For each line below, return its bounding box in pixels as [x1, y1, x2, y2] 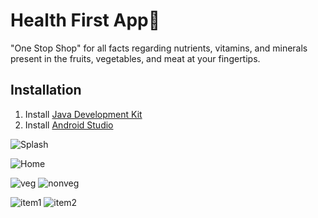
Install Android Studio [24, 119, 114, 131]
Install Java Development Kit [24, 108, 143, 120]
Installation [10, 82, 82, 99]
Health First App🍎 [10, 9, 161, 32]
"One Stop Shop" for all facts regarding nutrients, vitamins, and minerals [10, 42, 308, 54]
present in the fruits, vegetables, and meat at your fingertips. [10, 52, 261, 64]
